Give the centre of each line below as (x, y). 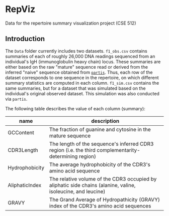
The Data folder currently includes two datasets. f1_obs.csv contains (76, 51)
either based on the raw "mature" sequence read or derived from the (77, 67)
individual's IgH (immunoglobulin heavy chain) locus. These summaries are (83, 62)
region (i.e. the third (72, 150)
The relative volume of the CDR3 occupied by (103, 179)
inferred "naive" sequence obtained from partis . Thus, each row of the (79, 72)
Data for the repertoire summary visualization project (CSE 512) (71, 23)
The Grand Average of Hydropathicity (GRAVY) (104, 199)
